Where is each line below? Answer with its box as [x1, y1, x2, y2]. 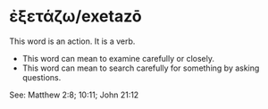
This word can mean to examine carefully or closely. [21, 53, 214, 63]
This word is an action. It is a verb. [9, 36, 136, 46]
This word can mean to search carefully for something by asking [21, 63, 260, 73]
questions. [21, 71, 62, 82]
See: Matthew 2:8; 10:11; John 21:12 [9, 89, 139, 100]
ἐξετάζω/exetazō [9, 6, 142, 27]
